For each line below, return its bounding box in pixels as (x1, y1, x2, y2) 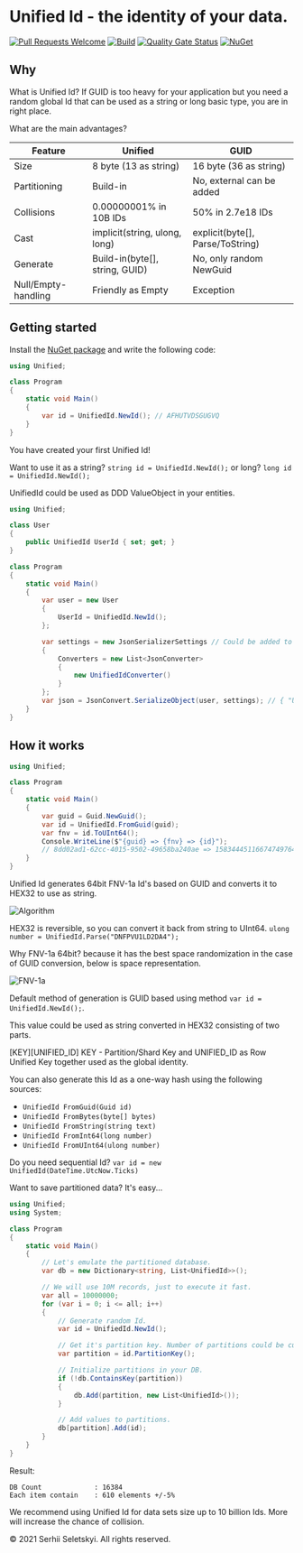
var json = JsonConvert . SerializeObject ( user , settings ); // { (41, 697, 284, 706)
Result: (9, 1465, 35, 1476)
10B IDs (92, 211, 126, 224)
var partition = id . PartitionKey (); (57, 1349, 196, 1359)
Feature (31, 144, 66, 157)
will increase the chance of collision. (9, 1516, 144, 1527)
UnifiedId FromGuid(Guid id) (22, 1103, 133, 1112)
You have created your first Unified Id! (9, 444, 151, 455)
